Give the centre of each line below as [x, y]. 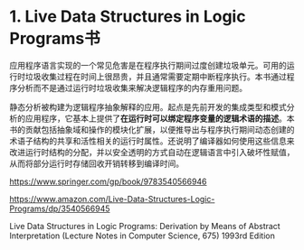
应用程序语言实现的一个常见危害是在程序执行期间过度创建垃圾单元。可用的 [148, 65]
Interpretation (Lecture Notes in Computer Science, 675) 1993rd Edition [142, 236]
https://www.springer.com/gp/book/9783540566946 [108, 181]
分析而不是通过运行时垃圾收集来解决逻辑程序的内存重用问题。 [132, 88]
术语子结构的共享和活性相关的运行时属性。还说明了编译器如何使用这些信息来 [152, 141]
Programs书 [55, 39]
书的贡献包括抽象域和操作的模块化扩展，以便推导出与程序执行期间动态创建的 [152, 129]
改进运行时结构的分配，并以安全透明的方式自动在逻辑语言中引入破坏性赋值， [152, 152]
